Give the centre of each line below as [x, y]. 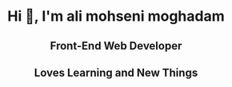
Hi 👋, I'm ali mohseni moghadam [116, 16]
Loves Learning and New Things [116, 72]
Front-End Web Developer [116, 46]
